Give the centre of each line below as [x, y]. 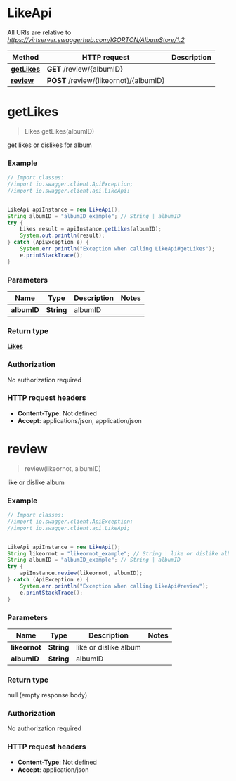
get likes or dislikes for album [50, 145]
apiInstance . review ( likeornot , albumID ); [81, 573]
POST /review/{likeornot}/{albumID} [106, 80]
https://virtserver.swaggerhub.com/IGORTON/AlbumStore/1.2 [96, 39]
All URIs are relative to [39, 32]
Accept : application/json [53, 769]
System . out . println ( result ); [63, 236]
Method [26, 57]
